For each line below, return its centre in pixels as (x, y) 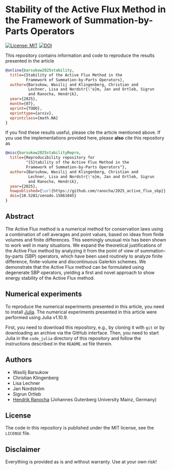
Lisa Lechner (26, 383)
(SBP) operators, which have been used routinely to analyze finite (93, 256)
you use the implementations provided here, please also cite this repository (85, 138)
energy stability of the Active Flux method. (50, 278)
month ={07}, (23, 104)
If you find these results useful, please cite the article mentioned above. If (83, 132)
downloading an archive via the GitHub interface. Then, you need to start (82, 332)
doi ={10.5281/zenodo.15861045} (43, 196)
